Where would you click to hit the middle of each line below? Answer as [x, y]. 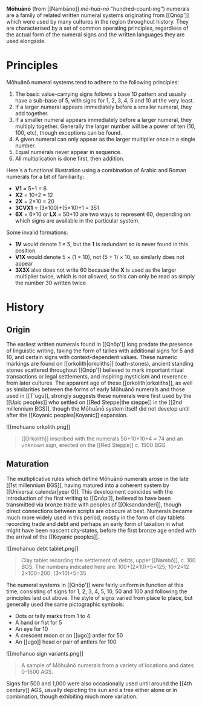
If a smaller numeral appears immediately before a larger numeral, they [103, 119]
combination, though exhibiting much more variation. [72, 696]
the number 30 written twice [50, 283]
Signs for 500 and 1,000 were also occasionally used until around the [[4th [99, 683]
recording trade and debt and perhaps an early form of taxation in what [95, 523]
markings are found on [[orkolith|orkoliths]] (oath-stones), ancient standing [100, 363]
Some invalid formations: [37, 232]
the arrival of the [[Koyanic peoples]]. [53, 537]
